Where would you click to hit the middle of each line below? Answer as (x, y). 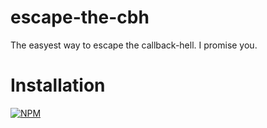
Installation (58, 85)
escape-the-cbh (80, 17)
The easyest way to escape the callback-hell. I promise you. (134, 45)
